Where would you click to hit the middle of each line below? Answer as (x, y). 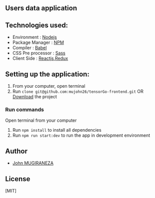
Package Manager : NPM (38, 42)
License (18, 179)
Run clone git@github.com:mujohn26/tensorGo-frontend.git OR (78, 91)
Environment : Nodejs (34, 37)
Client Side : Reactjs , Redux (40, 58)
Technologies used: (37, 25)
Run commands (24, 109)
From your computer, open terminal (49, 86)
